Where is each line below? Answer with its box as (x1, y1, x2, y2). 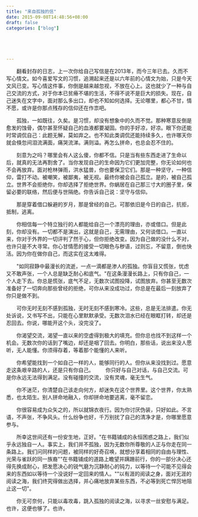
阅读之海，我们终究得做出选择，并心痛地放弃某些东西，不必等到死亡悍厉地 (6, 478, 187, 485)
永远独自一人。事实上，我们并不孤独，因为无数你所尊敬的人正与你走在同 (11, 441, 187, 448)
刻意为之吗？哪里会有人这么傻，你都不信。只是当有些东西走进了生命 (16, 151, 181, 159)
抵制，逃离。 (6, 208, 37, 216)
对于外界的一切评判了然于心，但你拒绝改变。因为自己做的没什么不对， (21, 236, 192, 243)
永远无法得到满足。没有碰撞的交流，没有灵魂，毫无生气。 (16, 374, 156, 381)
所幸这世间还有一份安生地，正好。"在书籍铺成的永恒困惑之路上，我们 (16, 433, 184, 440)
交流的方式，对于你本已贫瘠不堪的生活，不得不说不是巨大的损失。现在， (11, 90, 187, 97)
